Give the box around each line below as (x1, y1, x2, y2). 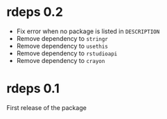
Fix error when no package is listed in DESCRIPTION (16, 27, 160, 35)
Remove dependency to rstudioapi (16, 49, 118, 57)
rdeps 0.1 (6, 81, 60, 97)
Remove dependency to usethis (16, 42, 109, 50)
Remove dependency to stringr (16, 34, 109, 42)
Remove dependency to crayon (16, 56, 105, 64)
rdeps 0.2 (6, 4, 64, 20)
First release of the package (6, 103, 87, 111)
